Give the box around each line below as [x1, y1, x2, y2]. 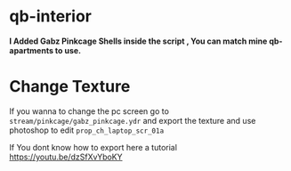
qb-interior [9, 6, 92, 27]
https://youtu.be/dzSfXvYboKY [9, 151, 123, 162]
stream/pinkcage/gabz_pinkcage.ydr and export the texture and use [9, 115, 256, 126]
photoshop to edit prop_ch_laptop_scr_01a [9, 125, 165, 135]
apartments [9, 45, 54, 55]
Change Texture [9, 77, 131, 97]
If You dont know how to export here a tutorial [9, 142, 178, 152]
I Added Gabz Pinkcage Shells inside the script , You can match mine [9, 36, 268, 46]
